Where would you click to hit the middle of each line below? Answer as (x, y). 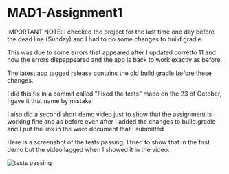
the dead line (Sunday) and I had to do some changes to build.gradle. (105, 39)
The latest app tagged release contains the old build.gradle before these (109, 73)
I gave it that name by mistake (50, 100)
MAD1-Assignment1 (65, 13)
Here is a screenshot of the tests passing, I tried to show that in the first (108, 142)
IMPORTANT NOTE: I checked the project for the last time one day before (111, 32)
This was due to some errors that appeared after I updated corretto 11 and (112, 52)
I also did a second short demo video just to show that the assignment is (110, 114)
